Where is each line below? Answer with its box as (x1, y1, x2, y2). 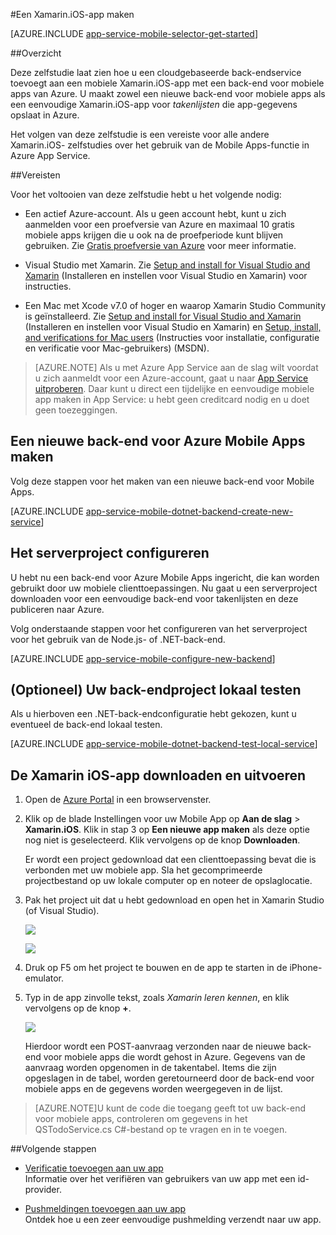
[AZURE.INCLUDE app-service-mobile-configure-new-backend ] (10, 652, 276, 664)
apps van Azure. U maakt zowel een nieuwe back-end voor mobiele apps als (10, 88, 326, 99)
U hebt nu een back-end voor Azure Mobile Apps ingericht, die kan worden (10, 571, 320, 583)
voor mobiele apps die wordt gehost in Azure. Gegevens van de (43, 1051, 306, 1063)
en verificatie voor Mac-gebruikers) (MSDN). (24, 342, 210, 354)
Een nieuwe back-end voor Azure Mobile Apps (10, 433, 306, 450)
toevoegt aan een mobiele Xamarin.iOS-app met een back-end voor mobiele (10, 77, 325, 89)
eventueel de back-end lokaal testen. (10, 719, 163, 731)
